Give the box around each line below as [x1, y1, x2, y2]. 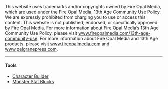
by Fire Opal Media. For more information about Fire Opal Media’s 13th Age [5, 25, 159, 31]
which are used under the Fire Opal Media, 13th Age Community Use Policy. [5, 9, 161, 15]
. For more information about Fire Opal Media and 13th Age [37, 36, 158, 41]
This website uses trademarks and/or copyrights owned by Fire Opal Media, [5, 4, 161, 9]
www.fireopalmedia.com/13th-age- [78, 30, 151, 36]
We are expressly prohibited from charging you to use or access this [5, 14, 146, 20]
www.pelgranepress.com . [5, 46, 58, 52]
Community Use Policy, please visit [5, 30, 77, 36]
